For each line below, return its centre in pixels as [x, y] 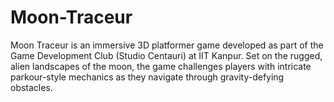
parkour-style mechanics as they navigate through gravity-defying [147, 77]
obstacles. [31, 87]
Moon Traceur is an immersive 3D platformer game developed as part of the [167, 45]
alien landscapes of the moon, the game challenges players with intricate [161, 66]
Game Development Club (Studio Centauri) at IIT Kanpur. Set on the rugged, [166, 55]
